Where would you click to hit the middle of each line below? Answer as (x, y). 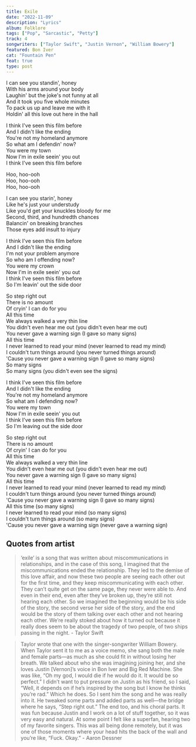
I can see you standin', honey (41, 83)
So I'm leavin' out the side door (44, 285)
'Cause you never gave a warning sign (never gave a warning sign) (87, 525)
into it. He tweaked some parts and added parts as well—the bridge (102, 701)
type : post (19, 66)
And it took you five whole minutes (48, 102)
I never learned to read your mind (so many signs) (67, 513)
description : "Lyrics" (34, 22)
